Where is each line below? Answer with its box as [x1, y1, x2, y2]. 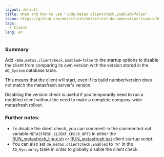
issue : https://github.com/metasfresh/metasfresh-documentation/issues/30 [5, 16, 161, 21]
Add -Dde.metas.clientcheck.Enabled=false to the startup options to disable [5, 57, 159, 63]
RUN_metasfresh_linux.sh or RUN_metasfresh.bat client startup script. [12, 135, 154, 142]
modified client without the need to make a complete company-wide [5, 97, 143, 103]
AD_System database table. [5, 67, 58, 73]
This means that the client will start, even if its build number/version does [5, 77, 152, 83]
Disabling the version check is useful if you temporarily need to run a [5, 91, 143, 98]
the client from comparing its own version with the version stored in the [5, 62, 149, 68]
